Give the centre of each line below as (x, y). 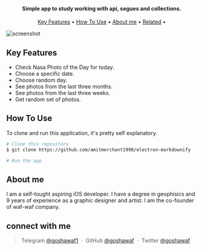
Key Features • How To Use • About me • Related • (102, 22)
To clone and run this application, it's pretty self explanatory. (82, 133)
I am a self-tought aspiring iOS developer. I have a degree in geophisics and (101, 194)
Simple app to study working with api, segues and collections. (102, 8)
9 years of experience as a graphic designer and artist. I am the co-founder (100, 200)
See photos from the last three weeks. (63, 93)
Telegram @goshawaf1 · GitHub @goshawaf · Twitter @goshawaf (106, 241)
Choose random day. (41, 80)
